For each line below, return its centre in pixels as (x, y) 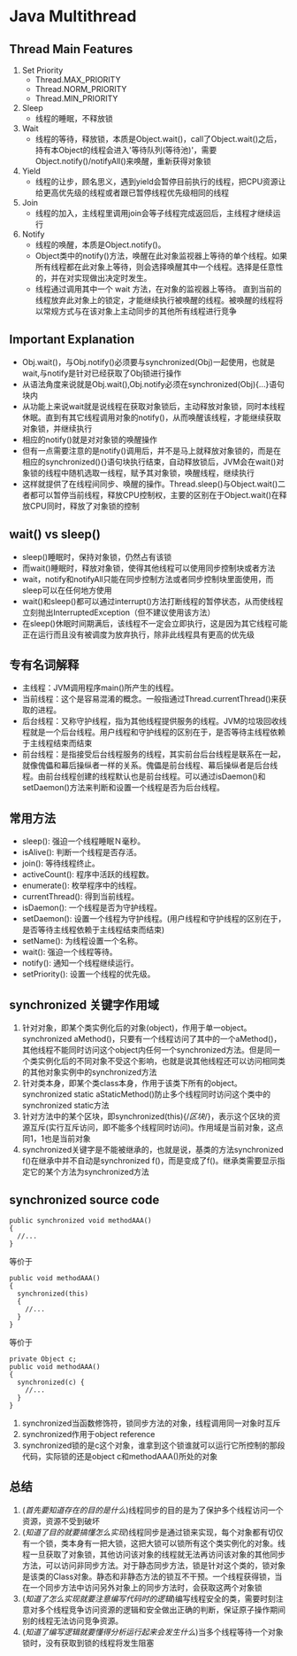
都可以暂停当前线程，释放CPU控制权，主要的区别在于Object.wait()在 (155, 494)
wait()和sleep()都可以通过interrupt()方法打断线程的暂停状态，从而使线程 (152, 601)
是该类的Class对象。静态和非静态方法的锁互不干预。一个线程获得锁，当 (152, 1576)
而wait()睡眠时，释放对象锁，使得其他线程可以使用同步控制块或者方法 (148, 568)
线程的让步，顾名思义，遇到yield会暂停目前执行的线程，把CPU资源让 (160, 182)
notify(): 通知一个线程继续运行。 (80, 963)
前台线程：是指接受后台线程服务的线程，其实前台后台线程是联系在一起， (153, 754)
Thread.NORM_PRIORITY (81, 89)
